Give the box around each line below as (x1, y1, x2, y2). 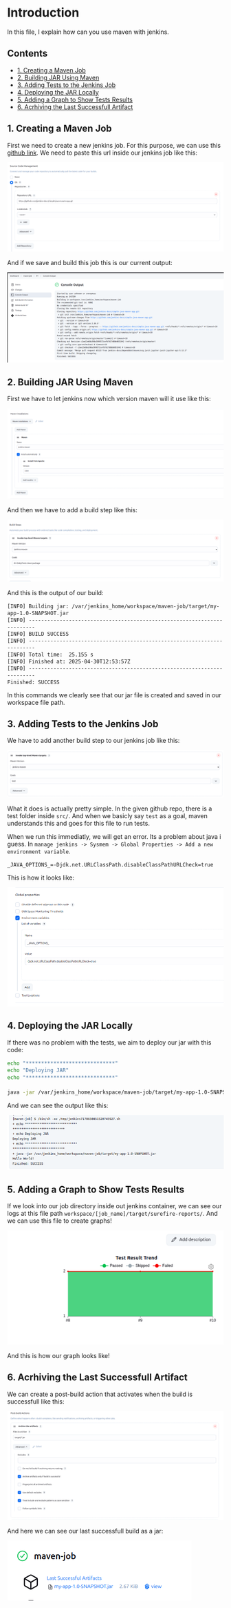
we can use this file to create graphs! (7, 1217, 112, 1225)
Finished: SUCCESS (7, 679, 60, 686)
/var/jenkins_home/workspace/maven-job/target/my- (71, 603, 220, 610)
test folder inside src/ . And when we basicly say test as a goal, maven (7, 811, 208, 820)
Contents (7, 48, 48, 59)
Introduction (7, 5, 80, 21)
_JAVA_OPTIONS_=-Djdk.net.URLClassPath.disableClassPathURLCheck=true (7, 861, 214, 868)
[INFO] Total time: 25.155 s (7, 651, 94, 658)
